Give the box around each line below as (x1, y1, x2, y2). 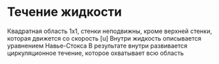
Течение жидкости (7, 4, 122, 20)
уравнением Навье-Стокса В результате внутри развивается (7, 41, 188, 50)
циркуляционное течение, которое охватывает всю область (7, 49, 185, 57)
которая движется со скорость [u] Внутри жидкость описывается (7, 34, 202, 42)
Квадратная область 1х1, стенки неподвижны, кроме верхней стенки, (7, 27, 212, 35)
